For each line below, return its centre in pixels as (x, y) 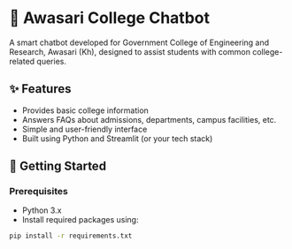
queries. (51, 61)
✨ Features (40, 89)
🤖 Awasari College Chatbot (110, 18)
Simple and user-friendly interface (85, 129)
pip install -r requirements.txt (71, 236)
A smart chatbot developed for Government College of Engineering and (139, 42)
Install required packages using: (80, 220)
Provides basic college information (85, 110)
